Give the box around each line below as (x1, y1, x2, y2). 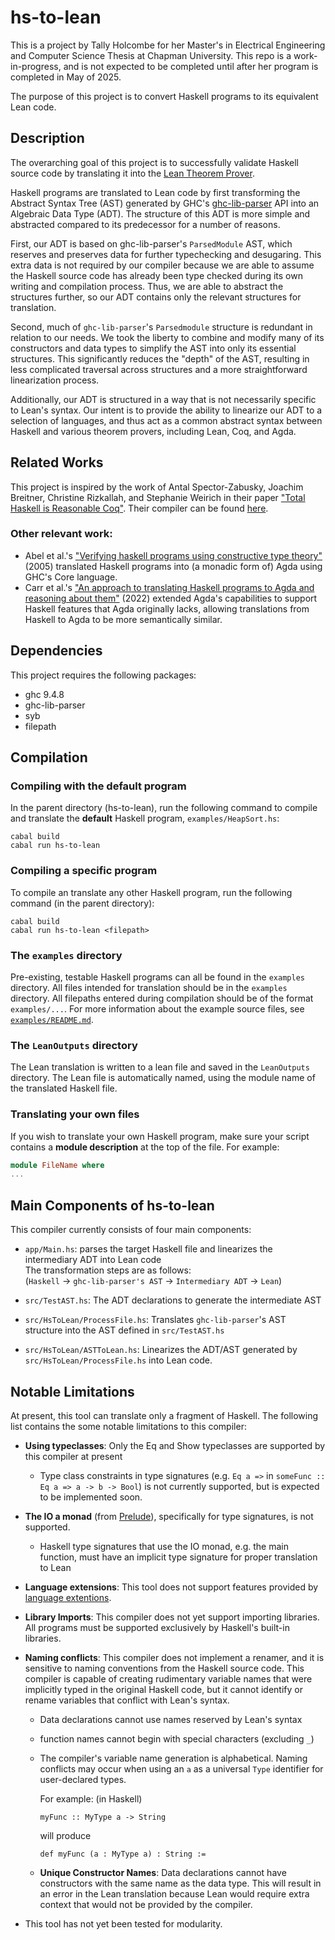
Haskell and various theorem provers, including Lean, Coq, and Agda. (10, 425, 297, 437)
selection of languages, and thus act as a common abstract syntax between (10, 414, 323, 426)
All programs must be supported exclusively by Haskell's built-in (24, 1621, 290, 1633)
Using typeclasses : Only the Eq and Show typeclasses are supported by (24, 1439, 326, 1451)
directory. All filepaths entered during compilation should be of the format (10, 992, 314, 1004)
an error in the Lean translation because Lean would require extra (39, 1887, 310, 1900)
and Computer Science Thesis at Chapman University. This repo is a (10, 49, 292, 61)
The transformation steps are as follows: (24, 1264, 192, 1276)
